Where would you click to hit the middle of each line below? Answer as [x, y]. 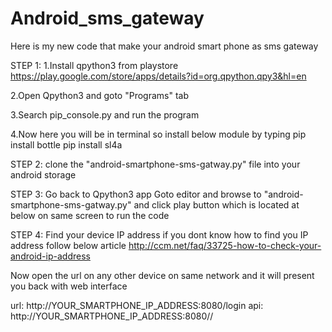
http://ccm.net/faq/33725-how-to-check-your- [225, 245]
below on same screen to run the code [90, 215]
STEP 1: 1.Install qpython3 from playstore [94, 65]
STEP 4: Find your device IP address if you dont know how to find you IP [159, 234]
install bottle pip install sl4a [66, 144]
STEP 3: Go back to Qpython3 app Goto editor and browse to [136, 194]
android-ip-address [50, 256]
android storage [43, 174]
